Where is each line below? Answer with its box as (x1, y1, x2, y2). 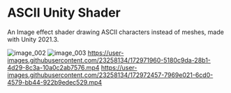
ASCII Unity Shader (7, 5, 121, 21)
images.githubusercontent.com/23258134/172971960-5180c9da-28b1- (7, 56, 211, 64)
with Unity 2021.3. (7, 35, 59, 43)
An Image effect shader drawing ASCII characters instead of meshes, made (7, 28, 225, 36)
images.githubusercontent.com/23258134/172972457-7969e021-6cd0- (7, 71, 214, 79)
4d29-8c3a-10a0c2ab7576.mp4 (7, 63, 100, 71)
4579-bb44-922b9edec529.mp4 (7, 78, 103, 86)
